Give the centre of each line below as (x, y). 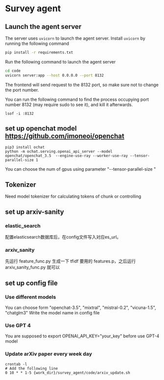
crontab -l (16, 364)
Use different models (31, 297)
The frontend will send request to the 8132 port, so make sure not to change (82, 85)
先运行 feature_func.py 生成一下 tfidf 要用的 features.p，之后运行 (70, 261)
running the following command (37, 44)
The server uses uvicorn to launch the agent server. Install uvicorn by (75, 38)
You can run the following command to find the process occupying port (77, 99)
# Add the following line (31, 368)
